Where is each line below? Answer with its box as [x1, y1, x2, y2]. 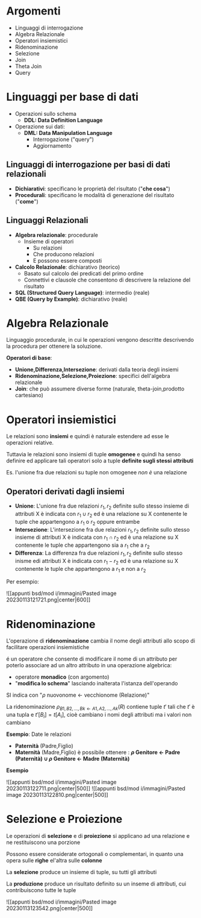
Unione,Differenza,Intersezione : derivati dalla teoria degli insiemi [14, 366, 179, 373]
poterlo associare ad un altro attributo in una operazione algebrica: [6, 662, 172, 669]
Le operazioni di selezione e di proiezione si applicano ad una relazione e [6, 832, 190, 839]
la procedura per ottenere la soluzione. [6, 342, 102, 350]
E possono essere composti [32, 257, 102, 264]
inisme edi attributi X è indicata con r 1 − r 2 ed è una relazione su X [14, 557, 179, 566]
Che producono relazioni [32, 250, 94, 257]
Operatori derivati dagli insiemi [6, 486, 125, 497]
